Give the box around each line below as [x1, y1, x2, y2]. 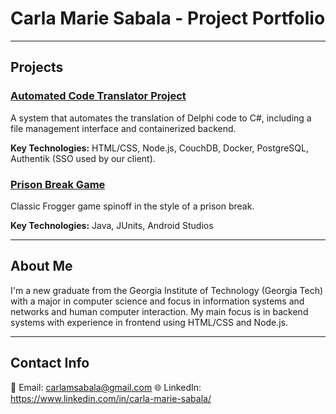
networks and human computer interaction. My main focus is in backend [10, 305, 309, 317]
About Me [10, 258, 73, 275]
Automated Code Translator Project [10, 89, 187, 103]
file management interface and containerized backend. [10, 122, 237, 134]
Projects [10, 59, 64, 76]
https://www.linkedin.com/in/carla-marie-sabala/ [10, 392, 212, 404]
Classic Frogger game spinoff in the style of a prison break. [10, 200, 255, 212]
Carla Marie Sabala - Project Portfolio [10, 7, 326, 30]
